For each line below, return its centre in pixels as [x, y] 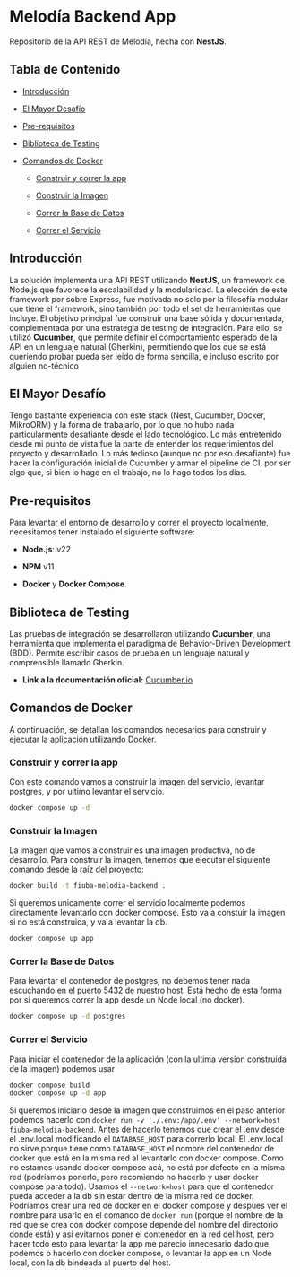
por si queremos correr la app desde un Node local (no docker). [127, 1000]
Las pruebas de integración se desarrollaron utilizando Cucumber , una [140, 634]
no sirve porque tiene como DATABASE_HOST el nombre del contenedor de [142, 1149]
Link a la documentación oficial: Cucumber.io [107, 680]
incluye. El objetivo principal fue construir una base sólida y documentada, [147, 318]
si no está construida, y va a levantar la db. [88, 922]
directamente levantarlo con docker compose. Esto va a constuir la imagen [147, 913]
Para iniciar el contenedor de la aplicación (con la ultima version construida [148, 1059]
